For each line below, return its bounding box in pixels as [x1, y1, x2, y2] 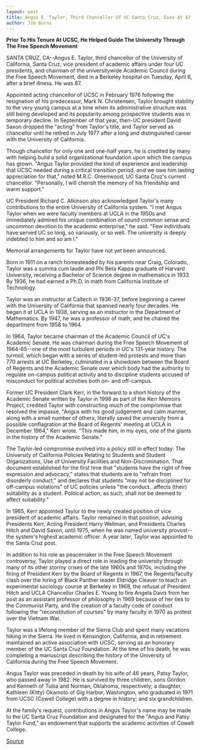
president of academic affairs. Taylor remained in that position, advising [6, 514, 183, 521]
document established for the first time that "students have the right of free [6, 464, 192, 471]
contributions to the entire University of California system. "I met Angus [6, 204, 182, 211]
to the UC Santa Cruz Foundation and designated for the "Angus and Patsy [6, 713, 190, 721]
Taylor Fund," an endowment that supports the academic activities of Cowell [6, 719, 194, 727]
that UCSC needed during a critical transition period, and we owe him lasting [6, 167, 195, 174]
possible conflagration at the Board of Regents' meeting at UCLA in [6, 421, 172, 428]
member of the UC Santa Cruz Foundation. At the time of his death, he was [6, 645, 190, 653]
